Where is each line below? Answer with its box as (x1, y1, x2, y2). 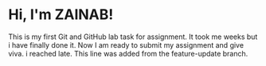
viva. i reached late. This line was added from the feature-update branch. (8, 49, 248, 58)
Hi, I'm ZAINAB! (8, 6, 114, 24)
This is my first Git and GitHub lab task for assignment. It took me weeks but (8, 32, 258, 41)
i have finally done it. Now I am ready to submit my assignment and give (8, 40, 244, 49)
